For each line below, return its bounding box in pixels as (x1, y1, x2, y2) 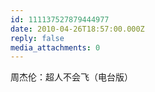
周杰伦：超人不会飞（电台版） (10, 71, 133, 83)
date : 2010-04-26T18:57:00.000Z (10, 24, 145, 34)
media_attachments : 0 (10, 42, 101, 53)
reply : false (10, 33, 65, 43)
